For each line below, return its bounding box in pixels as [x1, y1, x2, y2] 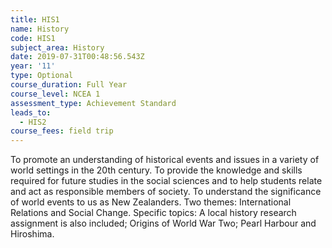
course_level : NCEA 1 [10, 89, 101, 99]
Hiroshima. [10, 228, 55, 240]
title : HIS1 [10, 14, 60, 25]
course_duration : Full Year [10, 80, 128, 90]
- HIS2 [19, 117, 47, 127]
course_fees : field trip [10, 126, 114, 136]
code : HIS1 [10, 33, 56, 43]
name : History [10, 24, 70, 34]
